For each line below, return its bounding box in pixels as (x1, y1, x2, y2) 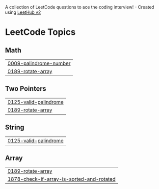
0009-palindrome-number (7, 60, 71, 67)
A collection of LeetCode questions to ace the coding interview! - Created (5, 4, 155, 10)
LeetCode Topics (5, 27, 76, 38)
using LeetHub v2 (5, 9, 41, 15)
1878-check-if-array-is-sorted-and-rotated (7, 176, 116, 183)
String (5, 123, 25, 132)
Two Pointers (5, 84, 47, 93)
